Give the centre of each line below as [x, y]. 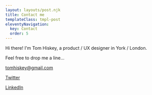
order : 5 [19, 34]
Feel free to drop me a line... [35, 58]
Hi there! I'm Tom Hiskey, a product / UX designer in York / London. [76, 48]
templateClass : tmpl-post [33, 19]
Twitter [13, 77]
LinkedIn [14, 87]
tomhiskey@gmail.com [29, 68]
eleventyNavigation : [27, 24]
